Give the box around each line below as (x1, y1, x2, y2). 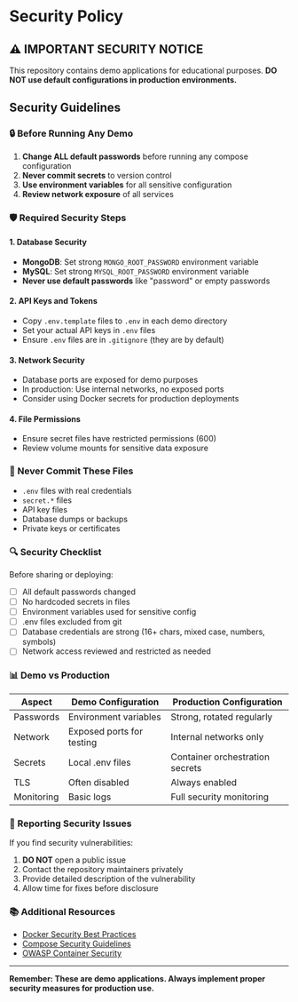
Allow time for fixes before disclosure (21, 882, 159, 894)
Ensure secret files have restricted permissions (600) (21, 433, 217, 444)
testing (67, 736, 98, 748)
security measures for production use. (9, 983, 155, 994)
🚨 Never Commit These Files (9, 465, 134, 477)
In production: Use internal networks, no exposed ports (21, 384, 224, 394)
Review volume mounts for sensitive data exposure (21, 442, 208, 454)
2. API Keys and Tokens (9, 296, 98, 306)
